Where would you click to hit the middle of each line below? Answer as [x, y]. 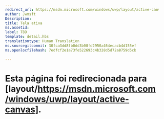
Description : [18, 18]
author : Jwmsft [20, 14]
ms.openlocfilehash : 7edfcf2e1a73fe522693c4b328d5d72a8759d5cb [71, 50]
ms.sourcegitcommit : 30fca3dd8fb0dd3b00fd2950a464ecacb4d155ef [71, 46]
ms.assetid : [17, 28]
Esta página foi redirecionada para [76, 78]
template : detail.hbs [27, 37]
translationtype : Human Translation [42, 41]
